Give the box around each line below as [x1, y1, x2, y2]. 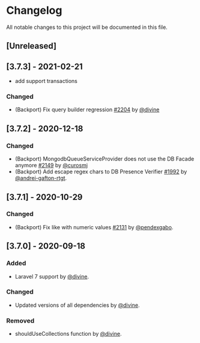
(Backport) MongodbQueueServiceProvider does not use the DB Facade [14, 155, 195, 162]
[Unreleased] [6, 41, 57, 51]
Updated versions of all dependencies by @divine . [14, 301, 140, 309]
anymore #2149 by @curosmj [14, 162, 88, 169]
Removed [6, 317, 35, 325]
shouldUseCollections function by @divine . [14, 330, 122, 338]
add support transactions [14, 78, 78, 85]
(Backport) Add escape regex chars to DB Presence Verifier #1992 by [14, 168, 187, 175]
